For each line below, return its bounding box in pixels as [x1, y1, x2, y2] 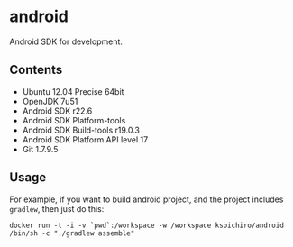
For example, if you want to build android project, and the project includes [9, 194, 284, 205]
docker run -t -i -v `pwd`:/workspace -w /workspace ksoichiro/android [9, 221, 284, 230]
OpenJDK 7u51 [22, 96, 78, 106]
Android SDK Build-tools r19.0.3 [22, 124, 140, 135]
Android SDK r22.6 [22, 105, 93, 116]
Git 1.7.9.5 [22, 143, 59, 154]
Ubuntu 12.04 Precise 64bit [22, 86, 124, 96]
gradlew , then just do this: [9, 203, 105, 214]
